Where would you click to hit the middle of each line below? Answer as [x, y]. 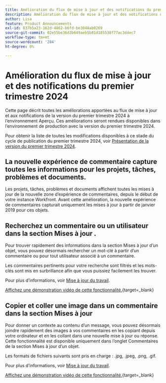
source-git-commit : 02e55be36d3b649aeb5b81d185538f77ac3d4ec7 [70, 33]
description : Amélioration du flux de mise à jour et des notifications [82, 14]
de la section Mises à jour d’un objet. [42, 346]
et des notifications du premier [70, 86]
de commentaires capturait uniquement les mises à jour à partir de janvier [80, 205]
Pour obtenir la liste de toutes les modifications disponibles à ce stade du [80, 136]
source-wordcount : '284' [31, 42]
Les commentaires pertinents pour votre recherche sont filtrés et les [75, 266]
